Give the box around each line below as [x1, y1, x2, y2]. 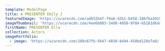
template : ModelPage [5, 7, 48, 12]
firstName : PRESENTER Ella [5, 25, 60, 30]
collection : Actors [5, 30, 45, 34]
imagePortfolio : [5, 34, 38, 39]
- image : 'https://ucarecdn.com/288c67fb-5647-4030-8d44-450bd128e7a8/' [9, 39, 162, 44]
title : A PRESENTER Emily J [5, 12, 63, 17]
